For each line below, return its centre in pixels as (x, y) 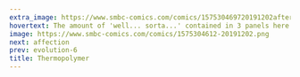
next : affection (39, 42)
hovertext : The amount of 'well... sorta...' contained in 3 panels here (150, 26)
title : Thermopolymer (50, 58)
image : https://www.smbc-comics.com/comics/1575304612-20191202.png (139, 34)
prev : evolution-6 (43, 50)
